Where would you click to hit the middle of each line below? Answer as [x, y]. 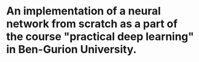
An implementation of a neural [84, 11]
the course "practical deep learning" [100, 37]
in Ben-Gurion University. [71, 50]
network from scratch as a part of [92, 24]
